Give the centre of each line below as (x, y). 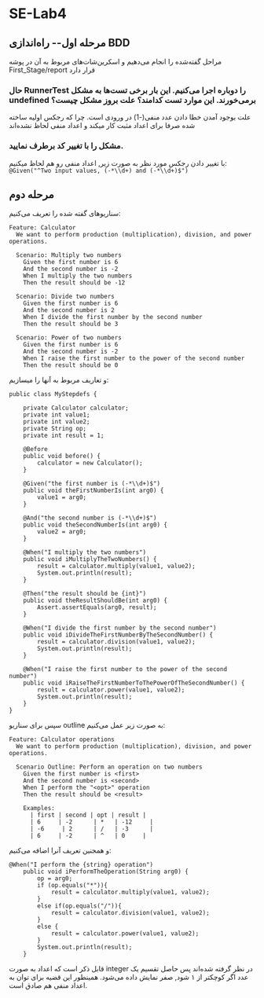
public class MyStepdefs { (53, 394)
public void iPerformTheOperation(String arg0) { (106, 872)
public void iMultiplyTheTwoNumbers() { (90, 560)
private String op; (55, 429)
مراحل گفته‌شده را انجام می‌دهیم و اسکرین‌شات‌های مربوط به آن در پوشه (115, 61)
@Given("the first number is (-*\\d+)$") (92, 484)
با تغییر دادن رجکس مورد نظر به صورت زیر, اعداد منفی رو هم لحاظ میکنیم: (118, 163)
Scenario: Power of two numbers (69, 338)
